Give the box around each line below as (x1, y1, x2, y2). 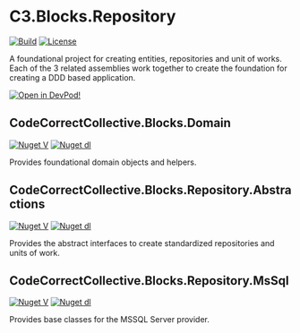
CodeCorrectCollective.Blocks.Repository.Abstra (9, 183, 292, 198)
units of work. (9, 247, 61, 258)
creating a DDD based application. (9, 72, 136, 82)
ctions (9, 197, 46, 212)
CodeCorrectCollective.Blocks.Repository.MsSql (9, 273, 289, 288)
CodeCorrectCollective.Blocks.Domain (9, 115, 231, 131)
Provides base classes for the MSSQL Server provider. (9, 314, 210, 325)
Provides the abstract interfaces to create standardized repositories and (9, 237, 275, 248)
